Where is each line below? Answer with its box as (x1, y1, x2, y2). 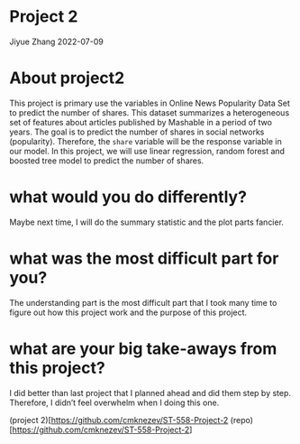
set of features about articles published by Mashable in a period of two (9, 116, 273, 127)
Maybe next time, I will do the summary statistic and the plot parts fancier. (9, 217, 284, 227)
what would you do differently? (9, 187, 248, 208)
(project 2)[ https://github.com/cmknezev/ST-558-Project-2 (9, 414, 229, 425)
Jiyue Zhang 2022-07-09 (9, 36, 104, 47)
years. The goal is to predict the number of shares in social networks (9, 126, 265, 137)
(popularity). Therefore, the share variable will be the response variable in (9, 135, 282, 146)
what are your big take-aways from (9, 338, 277, 358)
